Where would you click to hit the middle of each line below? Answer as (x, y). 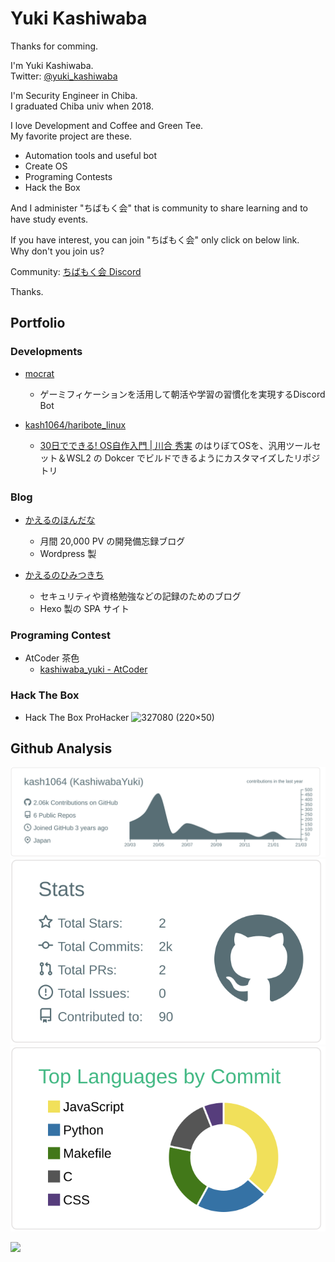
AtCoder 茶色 (52, 658)
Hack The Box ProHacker (77, 717)
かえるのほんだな (60, 519)
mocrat (39, 373)
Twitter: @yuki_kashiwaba (64, 76)
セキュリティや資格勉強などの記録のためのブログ (140, 596)
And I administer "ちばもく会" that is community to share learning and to (159, 208)
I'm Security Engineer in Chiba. (74, 95)
